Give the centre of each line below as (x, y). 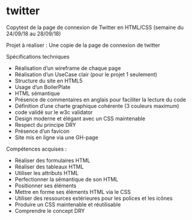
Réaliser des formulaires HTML (52, 160)
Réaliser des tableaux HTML (49, 167)
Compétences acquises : (36, 149)
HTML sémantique (37, 93)
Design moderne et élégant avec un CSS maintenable (80, 118)
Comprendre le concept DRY (50, 211)
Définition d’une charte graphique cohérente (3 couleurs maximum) (97, 106)
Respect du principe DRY (45, 125)
